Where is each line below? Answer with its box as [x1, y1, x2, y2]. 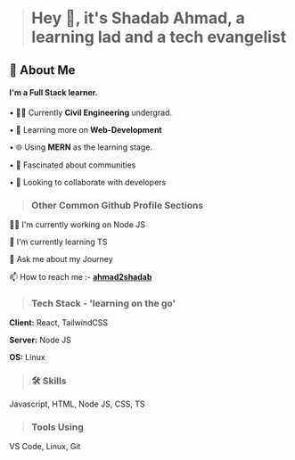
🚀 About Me [9, 62, 76, 78]
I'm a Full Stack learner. [9, 87, 98, 98]
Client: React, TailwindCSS [9, 317, 109, 328]
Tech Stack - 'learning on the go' [30, 298, 176, 309]
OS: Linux [9, 352, 46, 363]
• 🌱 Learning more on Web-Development [9, 124, 162, 135]
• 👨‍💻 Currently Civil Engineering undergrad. [9, 107, 172, 118]
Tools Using [30, 421, 85, 433]
